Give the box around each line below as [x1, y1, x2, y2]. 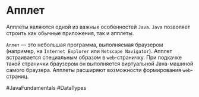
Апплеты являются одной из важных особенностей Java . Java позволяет [6, 23, 191, 30]
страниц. [6, 73, 29, 80]
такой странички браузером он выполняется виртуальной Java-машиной [6, 60, 194, 67]
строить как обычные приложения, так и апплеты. [6, 29, 134, 36]
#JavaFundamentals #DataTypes [6, 84, 87, 91]
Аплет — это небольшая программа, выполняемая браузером [6, 41, 163, 48]
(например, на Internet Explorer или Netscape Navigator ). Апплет [6, 47, 172, 54]
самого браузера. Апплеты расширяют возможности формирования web [6, 66, 191, 73]
